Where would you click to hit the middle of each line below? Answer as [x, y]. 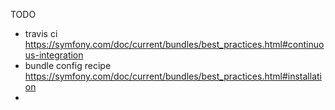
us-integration [54, 55]
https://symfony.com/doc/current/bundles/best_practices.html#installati [173, 76]
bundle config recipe [68, 65]
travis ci [41, 33]
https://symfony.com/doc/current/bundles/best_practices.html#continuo [174, 44]
